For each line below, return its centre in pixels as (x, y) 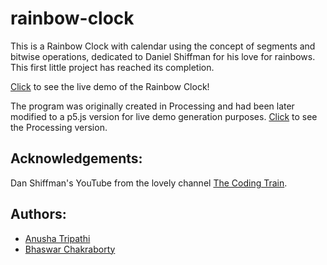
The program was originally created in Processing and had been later (152, 106)
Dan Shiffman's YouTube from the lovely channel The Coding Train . (149, 183)
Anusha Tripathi (57, 238)
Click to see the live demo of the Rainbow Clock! (110, 86)
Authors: (38, 214)
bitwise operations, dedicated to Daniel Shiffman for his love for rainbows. (163, 56)
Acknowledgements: (76, 158)
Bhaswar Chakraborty (70, 249)
